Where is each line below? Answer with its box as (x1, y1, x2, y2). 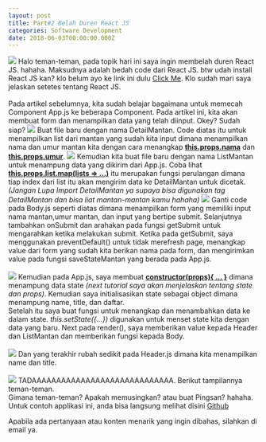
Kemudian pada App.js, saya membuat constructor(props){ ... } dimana (17, 272, 253, 282)
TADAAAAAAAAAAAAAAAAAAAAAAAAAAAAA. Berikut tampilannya (17, 376, 243, 385)
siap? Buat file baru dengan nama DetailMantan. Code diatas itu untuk (8, 125, 247, 135)
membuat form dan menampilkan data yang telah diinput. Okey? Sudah (8, 116, 241, 126)
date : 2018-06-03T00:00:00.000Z (8, 33, 115, 42)
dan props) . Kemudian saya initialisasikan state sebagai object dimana (8, 289, 238, 299)
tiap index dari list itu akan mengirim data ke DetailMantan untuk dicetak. (8, 177, 246, 187)
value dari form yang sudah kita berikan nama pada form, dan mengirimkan (8, 246, 255, 256)
